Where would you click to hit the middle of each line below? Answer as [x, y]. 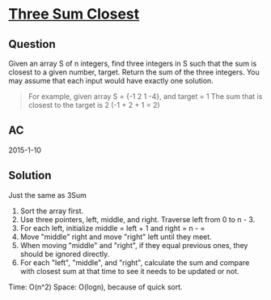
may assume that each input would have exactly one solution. [111, 81]
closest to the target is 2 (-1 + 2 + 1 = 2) [94, 105]
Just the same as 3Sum [48, 195]
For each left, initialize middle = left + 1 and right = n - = [112, 228]
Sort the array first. [52, 211]
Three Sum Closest [74, 14]
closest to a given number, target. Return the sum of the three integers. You [134, 72]
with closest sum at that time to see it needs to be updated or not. [130, 271]
